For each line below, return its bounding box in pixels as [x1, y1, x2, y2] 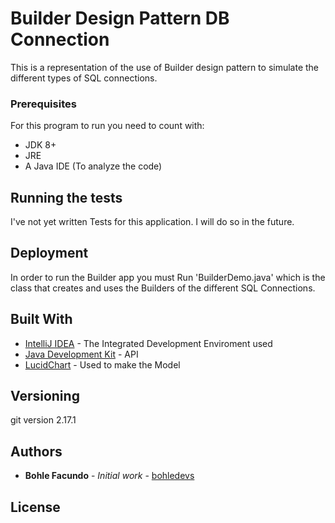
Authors [10, 443, 63, 460]
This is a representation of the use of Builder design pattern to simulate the [10, 61, 320, 73]
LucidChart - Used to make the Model [24, 358, 181, 371]
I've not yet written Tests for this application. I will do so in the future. [10, 216, 295, 228]
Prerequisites [10, 97, 77, 111]
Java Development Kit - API [24, 348, 139, 360]
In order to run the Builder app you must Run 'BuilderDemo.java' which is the [10, 271, 326, 283]
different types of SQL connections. [10, 72, 158, 84]
